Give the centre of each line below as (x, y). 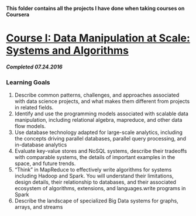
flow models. (30, 126)
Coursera (18, 14)
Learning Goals (28, 82)
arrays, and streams (39, 207)
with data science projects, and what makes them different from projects (102, 101)
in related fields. (34, 108)
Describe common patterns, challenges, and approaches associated (97, 95)
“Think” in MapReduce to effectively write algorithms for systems (93, 170)
